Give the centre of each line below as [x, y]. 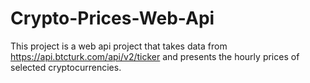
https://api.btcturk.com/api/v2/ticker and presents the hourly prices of [155, 56]
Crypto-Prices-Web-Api [112, 18]
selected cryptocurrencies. [66, 67]
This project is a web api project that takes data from [119, 46]
